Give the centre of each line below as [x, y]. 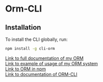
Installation [23, 27]
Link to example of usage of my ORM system [51, 63]
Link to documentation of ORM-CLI [41, 74]
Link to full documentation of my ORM [44, 58]
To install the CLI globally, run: [36, 39]
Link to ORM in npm [26, 69]
